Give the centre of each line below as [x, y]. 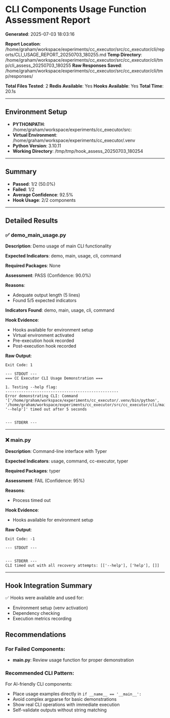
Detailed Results [32, 220]
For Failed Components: [35, 649]
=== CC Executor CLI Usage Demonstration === [54, 378]
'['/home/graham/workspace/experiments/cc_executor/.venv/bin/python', [82, 401]
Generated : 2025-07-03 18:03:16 [40, 34]
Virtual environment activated [43, 335]
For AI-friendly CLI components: [39, 684]
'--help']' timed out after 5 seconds [46, 409]
